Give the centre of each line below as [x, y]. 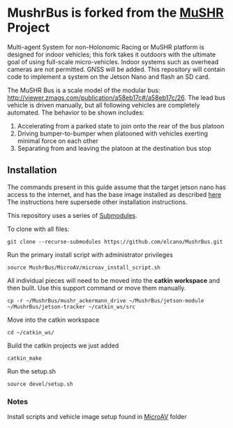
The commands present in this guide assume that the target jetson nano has [117, 187]
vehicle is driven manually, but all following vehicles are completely [104, 105]
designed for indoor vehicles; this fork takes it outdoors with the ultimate [112, 54]
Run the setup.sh [32, 371]
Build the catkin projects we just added [63, 345]
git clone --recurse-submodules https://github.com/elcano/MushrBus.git [115, 242]
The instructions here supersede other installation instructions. [97, 202]
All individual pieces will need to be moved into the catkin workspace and [114, 280]
